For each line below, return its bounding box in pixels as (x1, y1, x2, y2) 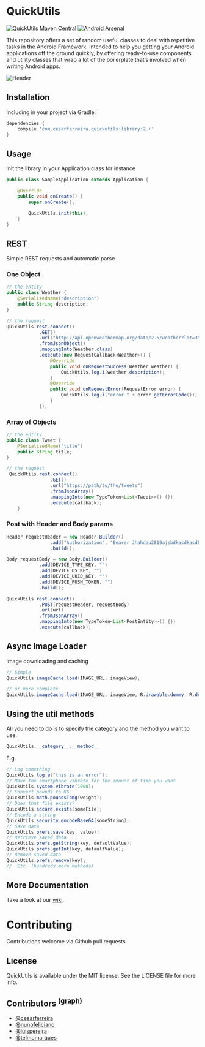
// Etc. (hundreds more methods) (6, 863, 95, 869)
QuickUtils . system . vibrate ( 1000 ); (6, 783, 95, 790)
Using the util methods (6, 709, 95, 719)
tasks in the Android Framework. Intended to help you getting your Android (6, 43, 195, 50)
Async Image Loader (6, 641, 87, 652)
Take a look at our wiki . (6, 896, 65, 904)
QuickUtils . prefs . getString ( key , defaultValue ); (6, 841, 132, 847)
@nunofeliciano (15, 1021, 55, 1029)
